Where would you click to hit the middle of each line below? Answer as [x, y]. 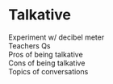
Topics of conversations [48, 71]
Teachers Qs [29, 45]
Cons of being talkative [47, 63]
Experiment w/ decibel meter [56, 37]
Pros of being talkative [46, 54]
